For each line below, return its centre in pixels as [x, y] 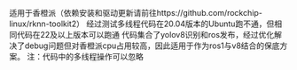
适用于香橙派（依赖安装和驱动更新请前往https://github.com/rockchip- [136, 13]
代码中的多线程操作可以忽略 [93, 56]
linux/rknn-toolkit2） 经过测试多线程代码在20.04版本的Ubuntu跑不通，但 [142, 24]
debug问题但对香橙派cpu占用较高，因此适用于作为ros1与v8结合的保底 [152, 45]
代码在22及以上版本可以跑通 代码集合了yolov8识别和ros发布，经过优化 [145, 35]
